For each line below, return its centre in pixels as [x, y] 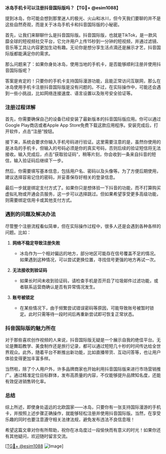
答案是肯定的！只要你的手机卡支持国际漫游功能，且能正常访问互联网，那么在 [83, 81]
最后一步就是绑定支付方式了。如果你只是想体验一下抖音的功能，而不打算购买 [83, 188]
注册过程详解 [21, 107]
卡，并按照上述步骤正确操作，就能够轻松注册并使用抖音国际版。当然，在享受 [83, 413]
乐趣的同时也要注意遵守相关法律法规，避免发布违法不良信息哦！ [70, 420]
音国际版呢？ [18, 70]
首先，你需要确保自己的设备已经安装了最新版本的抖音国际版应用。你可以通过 [83, 119]
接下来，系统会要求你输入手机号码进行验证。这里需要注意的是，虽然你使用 [81, 142]
